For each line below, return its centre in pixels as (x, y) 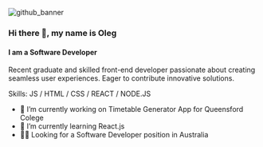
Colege (31, 118)
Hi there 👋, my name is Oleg (63, 33)
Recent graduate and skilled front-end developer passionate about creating (132, 70)
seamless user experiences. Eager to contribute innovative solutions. (122, 78)
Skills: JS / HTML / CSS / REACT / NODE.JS (80, 94)
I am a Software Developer (53, 52)
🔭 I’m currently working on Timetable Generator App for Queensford (131, 109)
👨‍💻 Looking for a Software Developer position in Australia (114, 135)
